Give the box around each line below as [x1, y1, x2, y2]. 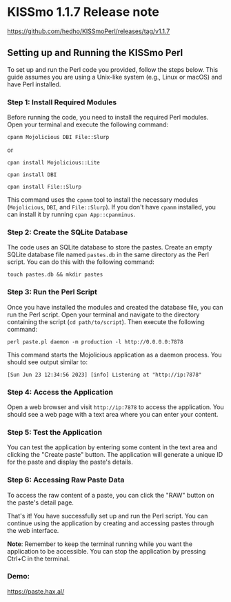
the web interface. [7, 526, 59, 534]
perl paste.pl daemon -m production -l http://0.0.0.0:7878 [7, 338, 184, 346]
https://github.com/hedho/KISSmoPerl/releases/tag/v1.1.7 [7, 27, 170, 35]
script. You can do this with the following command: [7, 258, 155, 266]
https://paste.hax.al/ [7, 587, 65, 595]
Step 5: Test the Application [7, 427, 102, 437]
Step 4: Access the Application [7, 387, 114, 397]
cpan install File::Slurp [7, 184, 81, 191]
